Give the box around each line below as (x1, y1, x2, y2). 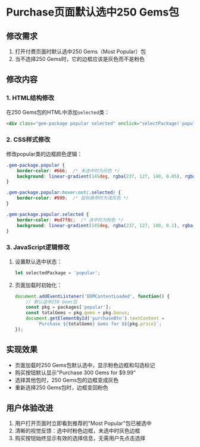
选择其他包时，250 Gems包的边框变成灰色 (14, 376, 119, 383)
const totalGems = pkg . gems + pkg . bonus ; (26, 310, 130, 316)
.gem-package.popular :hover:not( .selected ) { (6, 190, 121, 195)
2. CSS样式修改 (6, 135, 51, 144)
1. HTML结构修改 (6, 94, 55, 102)
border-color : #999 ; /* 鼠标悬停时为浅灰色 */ (17, 195, 129, 201)
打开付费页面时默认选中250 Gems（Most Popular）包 (14, 48, 146, 55)
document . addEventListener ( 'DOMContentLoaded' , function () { (14, 293, 170, 299)
